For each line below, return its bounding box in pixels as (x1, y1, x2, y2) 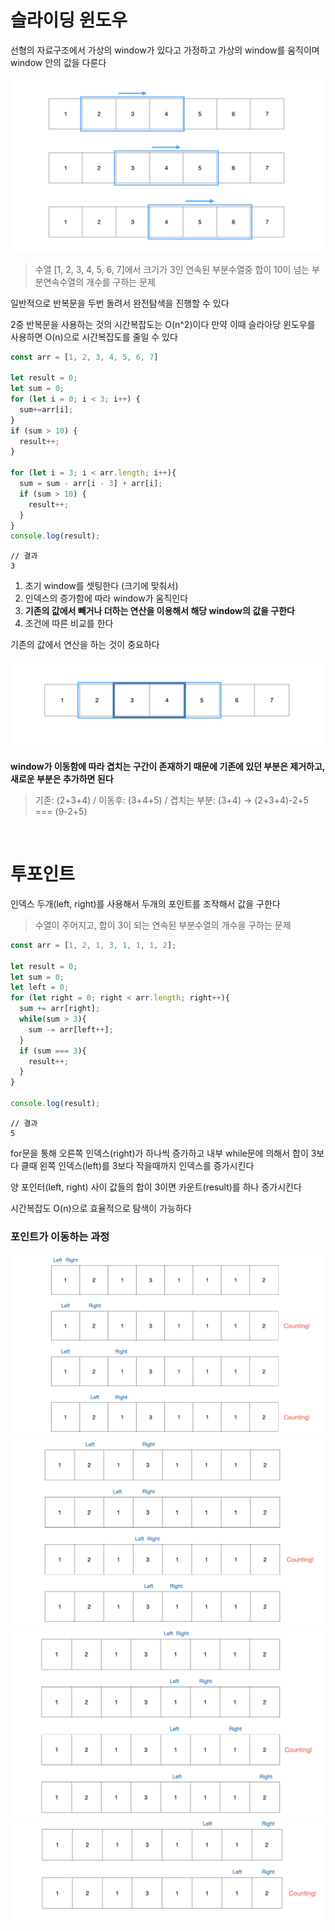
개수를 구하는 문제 (86, 276, 156, 288)
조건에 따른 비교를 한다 (24, 617, 114, 630)
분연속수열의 (34, 276, 85, 288)
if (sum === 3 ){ (19, 1046, 87, 1056)
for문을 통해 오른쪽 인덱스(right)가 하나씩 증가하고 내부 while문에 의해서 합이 (10, 1147, 309, 1159)
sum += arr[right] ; (19, 1004, 101, 1014)
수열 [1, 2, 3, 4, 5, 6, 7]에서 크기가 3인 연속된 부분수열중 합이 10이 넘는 (34, 263, 310, 275)
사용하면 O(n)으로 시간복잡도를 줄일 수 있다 (10, 331, 178, 343)
